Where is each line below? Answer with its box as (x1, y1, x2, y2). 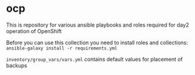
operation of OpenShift (6, 27, 62, 34)
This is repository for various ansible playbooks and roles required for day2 (6, 21, 189, 28)
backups (6, 61, 28, 69)
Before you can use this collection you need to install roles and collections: (6, 39, 188, 46)
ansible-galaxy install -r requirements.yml (6, 45, 118, 51)
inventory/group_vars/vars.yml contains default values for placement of (6, 56, 183, 63)
